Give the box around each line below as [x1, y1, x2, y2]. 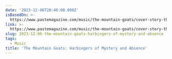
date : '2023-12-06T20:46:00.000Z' [5, 7, 79, 13]
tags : [5, 36, 17, 42]
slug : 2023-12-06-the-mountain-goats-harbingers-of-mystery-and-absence [5, 31, 164, 36]
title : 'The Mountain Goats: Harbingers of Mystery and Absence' [5, 46, 147, 51]
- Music [10, 41, 27, 46]
